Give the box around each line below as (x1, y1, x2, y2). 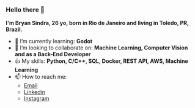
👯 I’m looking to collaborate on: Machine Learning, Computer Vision (14, 44, 188, 51)
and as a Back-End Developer (14, 51, 91, 58)
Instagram (23, 95, 50, 103)
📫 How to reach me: (14, 73, 67, 81)
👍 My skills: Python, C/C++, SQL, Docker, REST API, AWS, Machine (14, 57, 189, 65)
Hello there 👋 (6, 5, 45, 14)
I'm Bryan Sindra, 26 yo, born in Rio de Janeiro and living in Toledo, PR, (6, 20, 189, 27)
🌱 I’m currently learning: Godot (14, 38, 93, 45)
